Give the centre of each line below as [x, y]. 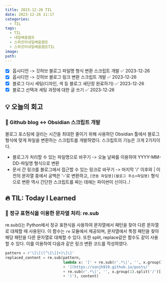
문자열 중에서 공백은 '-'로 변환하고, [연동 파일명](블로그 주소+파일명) [86, 176]
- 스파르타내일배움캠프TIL [32, 47]
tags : [11, 28]
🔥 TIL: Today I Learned [41, 198]
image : [12, 51]
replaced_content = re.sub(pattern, [43, 258]
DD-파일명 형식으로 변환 [36, 163]
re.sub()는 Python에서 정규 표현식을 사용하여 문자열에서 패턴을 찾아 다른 [75, 225]
